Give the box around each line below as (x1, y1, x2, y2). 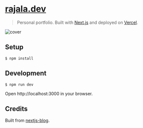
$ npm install (5, 56, 34, 61)
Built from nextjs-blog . (5, 118, 50, 124)
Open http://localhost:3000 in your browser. (5, 91, 93, 96)
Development (5, 69, 47, 77)
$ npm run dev (5, 82, 34, 87)
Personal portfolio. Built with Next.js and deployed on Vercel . (16, 19, 138, 25)
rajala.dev (5, 3, 46, 15)
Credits (5, 105, 28, 113)
